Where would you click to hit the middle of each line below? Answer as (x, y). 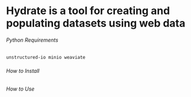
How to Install (23, 71)
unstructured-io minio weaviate (46, 58)
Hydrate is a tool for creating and (88, 11)
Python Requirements (32, 40)
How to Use (20, 89)
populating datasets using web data (96, 23)
